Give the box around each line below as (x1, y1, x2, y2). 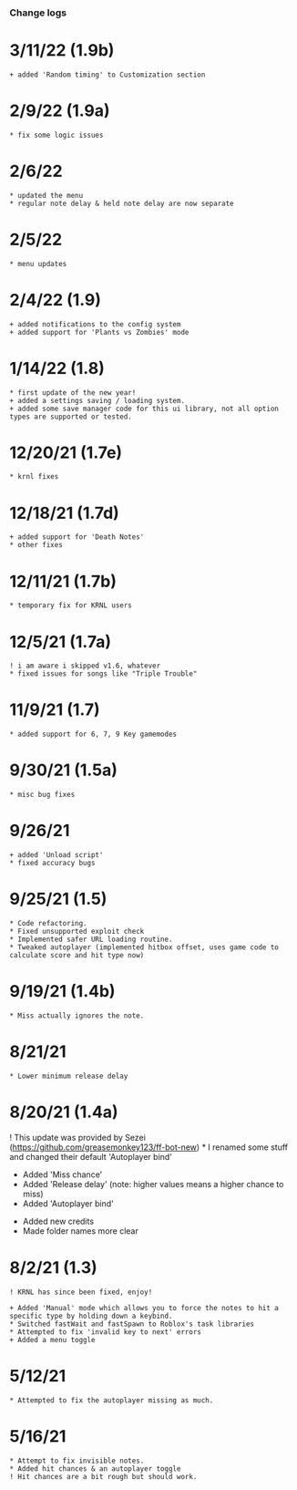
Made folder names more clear (22, 1225, 138, 1236)
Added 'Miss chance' (22, 1169, 103, 1180)
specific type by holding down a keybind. (9, 1311, 173, 1320)
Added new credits (22, 1216, 94, 1226)
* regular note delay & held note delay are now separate (9, 199, 234, 208)
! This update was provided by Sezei (9, 1132, 146, 1143)
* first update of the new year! (9, 388, 137, 398)
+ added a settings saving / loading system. (9, 396, 185, 405)
